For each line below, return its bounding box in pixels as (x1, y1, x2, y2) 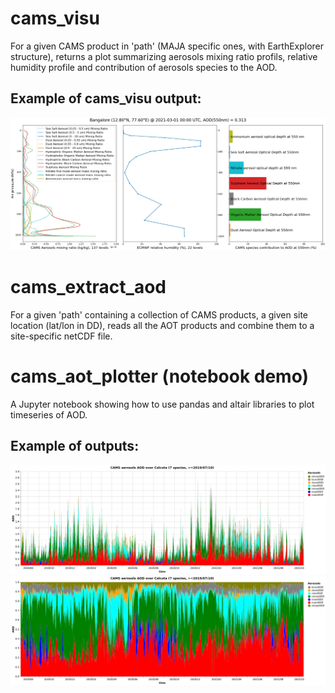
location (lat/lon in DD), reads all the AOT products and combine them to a (10, 319, 315, 331)
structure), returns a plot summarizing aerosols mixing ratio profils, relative (10, 50, 318, 62)
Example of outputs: (10, 438, 140, 455)
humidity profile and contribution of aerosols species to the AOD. (10, 61, 278, 73)
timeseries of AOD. (10, 408, 88, 421)
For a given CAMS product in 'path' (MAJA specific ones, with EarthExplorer (10, 40, 325, 52)
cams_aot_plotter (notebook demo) (10, 365, 310, 387)
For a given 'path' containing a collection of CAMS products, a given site (10, 308, 309, 321)
